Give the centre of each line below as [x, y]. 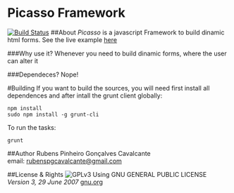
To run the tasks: [32, 127]
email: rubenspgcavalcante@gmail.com [64, 161]
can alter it [23, 60]
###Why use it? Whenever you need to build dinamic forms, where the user [117, 53]
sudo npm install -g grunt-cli [53, 114]
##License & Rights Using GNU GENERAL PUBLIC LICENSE [107, 174]
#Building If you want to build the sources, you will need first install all [109, 88]
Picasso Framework [66, 13]
